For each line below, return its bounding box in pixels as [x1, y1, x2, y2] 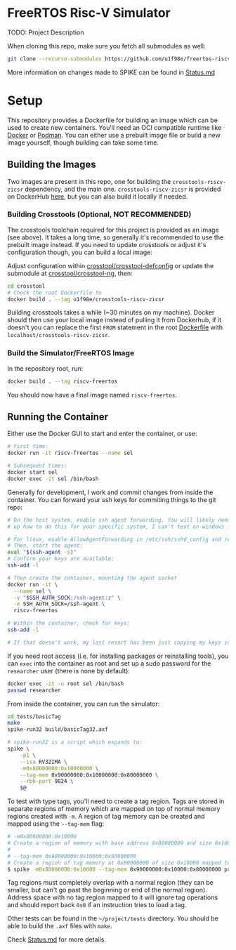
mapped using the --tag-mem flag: [7, 819, 105, 828]
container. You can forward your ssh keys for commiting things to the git [7, 495, 216, 503]
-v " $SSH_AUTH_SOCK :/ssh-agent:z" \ [13, 594, 121, 601]
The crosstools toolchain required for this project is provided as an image [7, 225, 219, 234]
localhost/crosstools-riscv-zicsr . [7, 331, 110, 339]
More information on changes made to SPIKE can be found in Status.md [7, 68, 216, 77]
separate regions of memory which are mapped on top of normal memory [7, 805, 221, 813]
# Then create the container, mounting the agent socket [7, 574, 178, 581]
